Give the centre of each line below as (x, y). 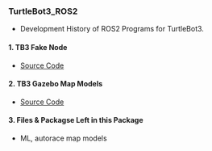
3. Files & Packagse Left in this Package (76, 120)
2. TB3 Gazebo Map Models (56, 84)
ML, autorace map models (63, 138)
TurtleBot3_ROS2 (43, 11)
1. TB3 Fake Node (38, 47)
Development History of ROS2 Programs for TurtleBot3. (112, 29)
